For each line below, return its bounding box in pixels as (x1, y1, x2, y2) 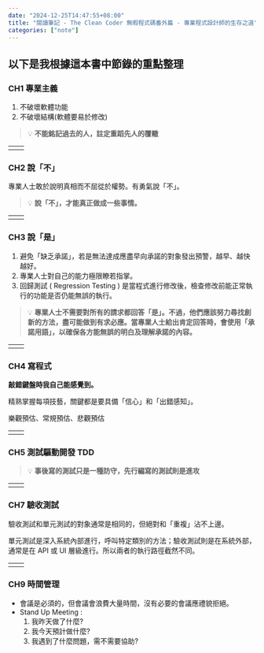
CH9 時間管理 (8, 579, 60, 590)
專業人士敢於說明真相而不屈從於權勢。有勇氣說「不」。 (8, 182, 184, 191)
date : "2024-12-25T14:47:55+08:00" (8, 11, 125, 20)
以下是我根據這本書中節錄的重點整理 (8, 57, 184, 71)
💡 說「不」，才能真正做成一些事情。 (27, 198, 141, 208)
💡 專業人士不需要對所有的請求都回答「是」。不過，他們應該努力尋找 (27, 307, 245, 317)
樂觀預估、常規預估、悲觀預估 (8, 413, 104, 422)
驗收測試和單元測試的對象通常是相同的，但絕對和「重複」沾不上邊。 (8, 519, 229, 529)
